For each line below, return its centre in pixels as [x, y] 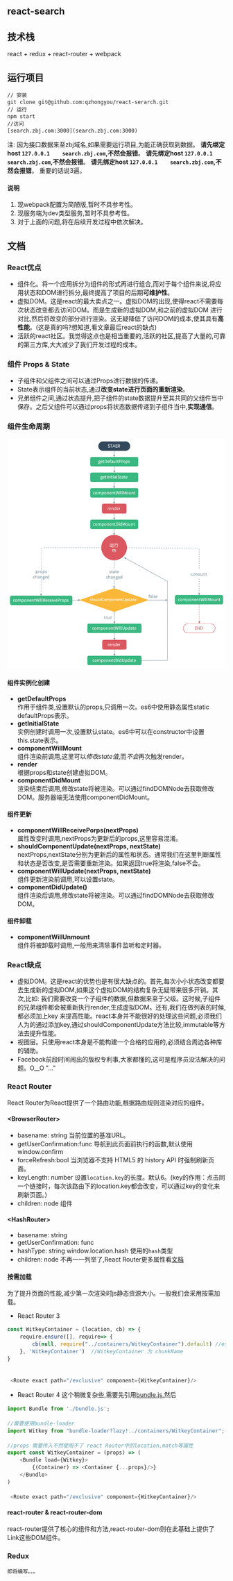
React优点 [24, 267]
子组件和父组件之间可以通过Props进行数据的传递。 [89, 380]
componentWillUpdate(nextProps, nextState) [84, 871]
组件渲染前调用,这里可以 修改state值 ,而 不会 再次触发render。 [103, 756]
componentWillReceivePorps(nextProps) [78, 830]
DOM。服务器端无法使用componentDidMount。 [85, 797]
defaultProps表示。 [45, 715]
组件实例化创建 [28, 683]
